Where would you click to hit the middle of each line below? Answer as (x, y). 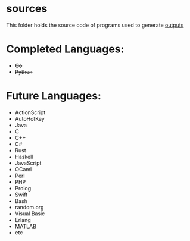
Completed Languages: (65, 49)
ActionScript (30, 112)
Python (24, 72)
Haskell (24, 157)
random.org (29, 207)
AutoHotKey (29, 118)
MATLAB (26, 226)
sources (27, 9)
